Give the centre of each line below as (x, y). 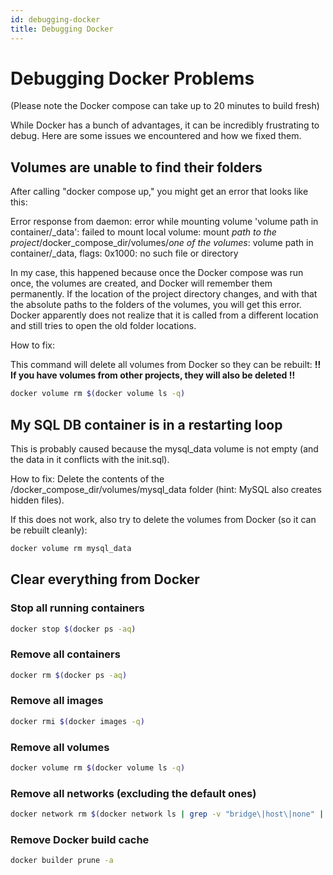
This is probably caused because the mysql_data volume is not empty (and (164, 448)
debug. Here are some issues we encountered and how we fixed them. (156, 136)
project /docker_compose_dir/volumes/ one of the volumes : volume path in (162, 243)
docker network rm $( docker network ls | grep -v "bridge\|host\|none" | (167, 814)
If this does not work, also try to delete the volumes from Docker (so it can (163, 519)
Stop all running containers (77, 608)
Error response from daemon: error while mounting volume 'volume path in (164, 222)
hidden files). (37, 500)
